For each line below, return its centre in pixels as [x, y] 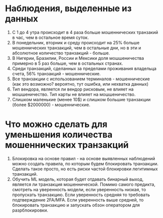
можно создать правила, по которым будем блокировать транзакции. [85, 163]
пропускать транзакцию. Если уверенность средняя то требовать [81, 195]
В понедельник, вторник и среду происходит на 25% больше [76, 42]
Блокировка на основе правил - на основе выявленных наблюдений [83, 158]
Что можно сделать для [56, 124]
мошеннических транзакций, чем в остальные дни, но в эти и [76, 48]
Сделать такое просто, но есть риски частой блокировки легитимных [85, 169]
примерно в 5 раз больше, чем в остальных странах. [67, 63]
